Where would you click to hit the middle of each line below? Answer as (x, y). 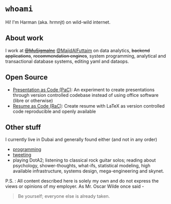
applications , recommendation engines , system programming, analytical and (86, 56)
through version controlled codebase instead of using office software (86, 95)
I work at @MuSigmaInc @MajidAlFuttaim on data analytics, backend (78, 50)
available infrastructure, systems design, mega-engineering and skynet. (88, 171)
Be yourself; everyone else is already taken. (64, 196)
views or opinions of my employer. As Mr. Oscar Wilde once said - (75, 186)
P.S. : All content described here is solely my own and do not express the (82, 181)
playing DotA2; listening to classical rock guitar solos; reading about (84, 160)
